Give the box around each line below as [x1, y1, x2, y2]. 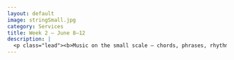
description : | [7, 36, 52, 43]
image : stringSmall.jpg [7, 17, 77, 23]
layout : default [7, 10, 54, 17]
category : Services [7, 23, 64, 30]
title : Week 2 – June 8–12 [7, 29, 86, 37]
